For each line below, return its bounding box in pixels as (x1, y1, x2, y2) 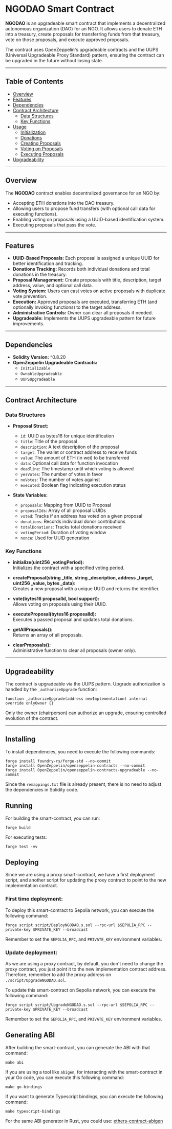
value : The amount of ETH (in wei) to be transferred (20, 454, 130, 461)
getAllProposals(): (12, 626, 53, 633)
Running (5, 801, 33, 810)
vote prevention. (12, 293, 48, 299)
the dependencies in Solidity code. (5, 786, 79, 792)
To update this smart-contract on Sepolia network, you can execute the (5, 987, 156, 993)
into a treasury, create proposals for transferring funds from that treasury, (5, 31, 161, 37)
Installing (5, 735, 36, 744)
